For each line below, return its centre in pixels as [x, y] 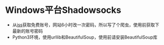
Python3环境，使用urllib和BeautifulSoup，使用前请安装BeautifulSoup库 [85, 37]
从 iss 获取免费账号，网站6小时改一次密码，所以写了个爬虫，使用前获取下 [86, 25]
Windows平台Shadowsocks [63, 10]
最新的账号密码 [27, 31]
